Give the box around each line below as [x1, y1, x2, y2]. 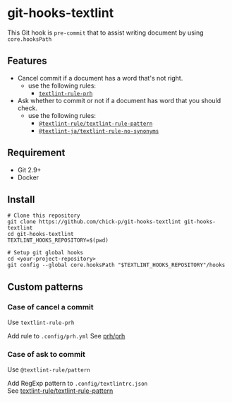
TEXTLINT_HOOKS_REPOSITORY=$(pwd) [7, 237, 109, 244]
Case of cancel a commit [7, 302, 94, 312]
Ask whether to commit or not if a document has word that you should [17, 96, 221, 105]
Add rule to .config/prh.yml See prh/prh [7, 332, 126, 341]
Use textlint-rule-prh [7, 318, 75, 326]
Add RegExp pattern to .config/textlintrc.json [7, 379, 148, 388]
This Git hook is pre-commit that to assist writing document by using [7, 28, 204, 37]
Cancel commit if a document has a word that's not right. [17, 73, 183, 82]
